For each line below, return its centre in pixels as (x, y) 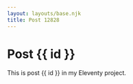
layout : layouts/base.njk (44, 13)
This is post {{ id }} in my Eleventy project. (67, 73)
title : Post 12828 (33, 20)
